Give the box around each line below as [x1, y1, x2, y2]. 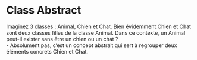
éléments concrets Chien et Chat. [6, 48, 88, 55]
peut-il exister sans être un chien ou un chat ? [6, 35, 118, 42]
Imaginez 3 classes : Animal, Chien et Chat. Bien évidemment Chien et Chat [6, 23, 192, 30]
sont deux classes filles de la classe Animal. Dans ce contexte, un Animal [6, 29, 186, 36]
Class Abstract [6, 4, 82, 17]
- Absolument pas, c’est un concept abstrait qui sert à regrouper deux [6, 42, 177, 49]
